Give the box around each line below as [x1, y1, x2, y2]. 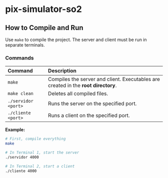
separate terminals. [5, 42, 45, 48]
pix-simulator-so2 [5, 3, 82, 15]
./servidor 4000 [5, 154, 39, 159]
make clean [7, 91, 33, 96]
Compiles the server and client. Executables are [48, 76, 160, 83]
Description [48, 67, 76, 74]
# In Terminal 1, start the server [5, 150, 79, 155]
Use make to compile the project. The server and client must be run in [5, 36, 147, 42]
